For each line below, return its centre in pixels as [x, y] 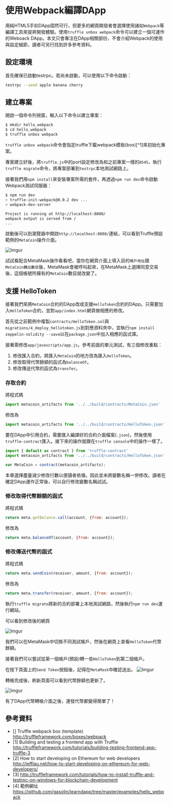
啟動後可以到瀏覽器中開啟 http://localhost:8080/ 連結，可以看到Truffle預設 [84, 234]
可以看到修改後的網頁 [27, 621]
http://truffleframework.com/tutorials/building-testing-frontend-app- [84, 747]
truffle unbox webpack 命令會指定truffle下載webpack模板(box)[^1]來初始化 [83, 145]
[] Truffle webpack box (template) [48, 731]
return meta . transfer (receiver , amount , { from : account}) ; [69, 593]
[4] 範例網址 [25, 786]
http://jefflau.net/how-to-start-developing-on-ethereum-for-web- [81, 763]
